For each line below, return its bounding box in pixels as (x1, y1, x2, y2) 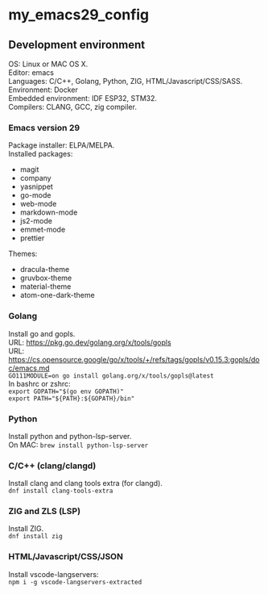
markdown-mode (19, 207, 78, 217)
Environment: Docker (8, 85, 78, 94)
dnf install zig (8, 533, 63, 541)
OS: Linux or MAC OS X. (8, 59, 89, 69)
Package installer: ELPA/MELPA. (8, 140, 115, 150)
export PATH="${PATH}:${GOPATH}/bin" (8, 394, 135, 403)
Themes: (8, 249, 38, 259)
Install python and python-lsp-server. (8, 431, 132, 441)
